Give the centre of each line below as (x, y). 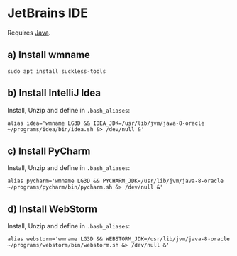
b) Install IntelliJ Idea (54, 93)
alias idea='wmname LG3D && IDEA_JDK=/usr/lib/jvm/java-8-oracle (106, 123)
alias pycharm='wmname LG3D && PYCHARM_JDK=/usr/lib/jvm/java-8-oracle (115, 181)
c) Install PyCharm (49, 151)
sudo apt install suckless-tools (57, 71)
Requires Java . (29, 33)
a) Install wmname (49, 55)
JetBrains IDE (48, 13)
